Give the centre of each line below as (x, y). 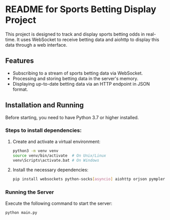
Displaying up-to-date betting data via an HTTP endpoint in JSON (81, 84)
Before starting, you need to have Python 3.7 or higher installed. (72, 117)
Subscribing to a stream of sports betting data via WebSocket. (78, 73)
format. (20, 89)
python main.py (21, 212)
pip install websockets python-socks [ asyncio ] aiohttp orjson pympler (89, 179)
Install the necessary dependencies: (50, 170)
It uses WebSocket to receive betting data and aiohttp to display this (88, 40)
